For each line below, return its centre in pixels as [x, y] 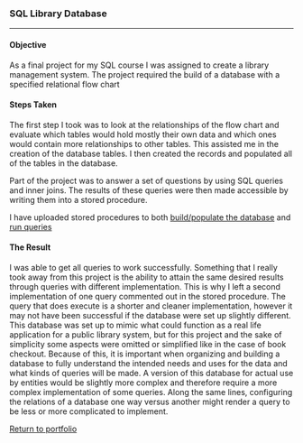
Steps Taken [33, 105]
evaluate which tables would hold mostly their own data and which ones [143, 134]
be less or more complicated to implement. [89, 411]
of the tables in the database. [64, 163]
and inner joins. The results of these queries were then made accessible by [149, 190]
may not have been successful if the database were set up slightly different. [150, 315]
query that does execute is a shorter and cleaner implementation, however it [151, 306]
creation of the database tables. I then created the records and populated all [151, 153]
